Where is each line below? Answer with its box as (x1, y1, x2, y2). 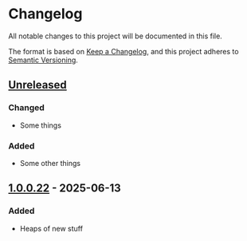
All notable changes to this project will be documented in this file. (8, 31, 223, 41)
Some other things (19, 158, 81, 168)
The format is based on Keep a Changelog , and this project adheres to (8, 46, 239, 56)
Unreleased (8, 78, 68, 92)
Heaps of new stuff (19, 223, 84, 233)
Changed (8, 102, 45, 113)
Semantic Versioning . (8, 55, 78, 65)
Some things (19, 120, 62, 130)
